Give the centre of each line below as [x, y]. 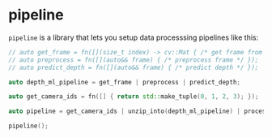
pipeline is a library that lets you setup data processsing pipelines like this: [134, 37]
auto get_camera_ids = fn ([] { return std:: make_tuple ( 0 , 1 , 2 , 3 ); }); [134, 97]
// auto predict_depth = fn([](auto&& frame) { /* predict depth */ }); [134, 67]
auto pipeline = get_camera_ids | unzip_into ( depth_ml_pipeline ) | [125, 111]
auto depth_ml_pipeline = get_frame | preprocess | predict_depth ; [125, 82]
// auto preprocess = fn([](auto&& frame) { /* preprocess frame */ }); [134, 60]
